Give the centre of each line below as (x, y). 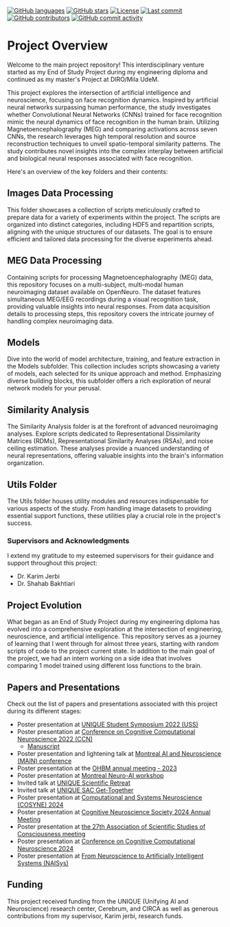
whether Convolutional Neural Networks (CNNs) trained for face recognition (115, 114)
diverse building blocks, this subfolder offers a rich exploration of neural (109, 381)
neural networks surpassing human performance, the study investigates (109, 107)
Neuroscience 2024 (45, 848)
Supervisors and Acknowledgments (68, 541)
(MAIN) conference (44, 761)
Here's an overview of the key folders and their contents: (88, 171)
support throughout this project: (52, 563)
